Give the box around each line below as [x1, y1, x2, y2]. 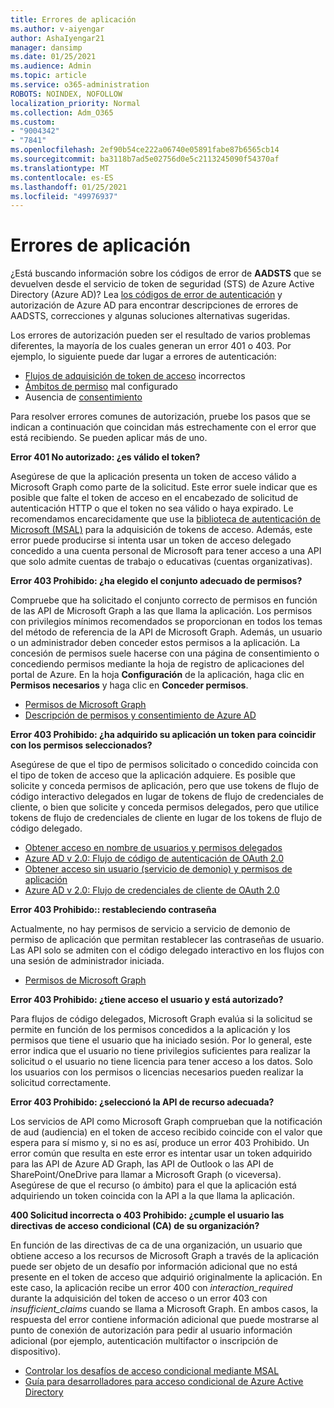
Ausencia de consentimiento [24, 391, 143, 403]
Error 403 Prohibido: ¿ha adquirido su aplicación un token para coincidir [10, 729, 317, 741]
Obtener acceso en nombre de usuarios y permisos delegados [24, 842, 283, 854]
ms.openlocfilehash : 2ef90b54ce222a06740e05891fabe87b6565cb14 [10, 145, 280, 155]
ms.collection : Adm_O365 [10, 107, 114, 118]
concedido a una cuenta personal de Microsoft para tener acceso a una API [10, 545, 322, 557]
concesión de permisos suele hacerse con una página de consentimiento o [10, 647, 320, 660]
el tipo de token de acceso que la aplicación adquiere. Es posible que [10, 769, 296, 781]
